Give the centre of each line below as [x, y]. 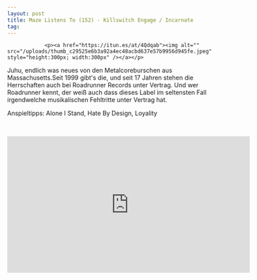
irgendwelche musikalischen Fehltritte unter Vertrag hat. [87, 100]
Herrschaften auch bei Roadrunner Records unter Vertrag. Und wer [103, 85]
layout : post [26, 14]
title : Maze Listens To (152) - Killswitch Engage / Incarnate [100, 20]
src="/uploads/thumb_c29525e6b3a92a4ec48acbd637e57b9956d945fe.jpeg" [110, 52]
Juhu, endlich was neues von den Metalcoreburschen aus [90, 71]
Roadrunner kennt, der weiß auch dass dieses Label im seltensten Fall [107, 93]
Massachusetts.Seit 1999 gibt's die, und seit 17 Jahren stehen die [100, 78]
